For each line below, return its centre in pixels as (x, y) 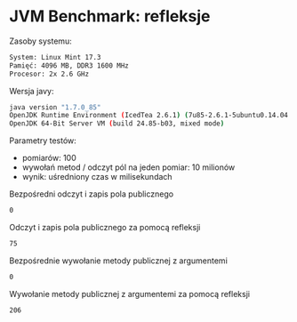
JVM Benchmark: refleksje (110, 16)
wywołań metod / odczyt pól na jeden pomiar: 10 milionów (128, 167)
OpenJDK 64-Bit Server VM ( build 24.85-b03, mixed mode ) (117, 124)
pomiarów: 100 (49, 158)
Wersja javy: (32, 91)
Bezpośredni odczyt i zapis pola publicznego (92, 194)
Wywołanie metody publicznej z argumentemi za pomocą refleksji (130, 294)
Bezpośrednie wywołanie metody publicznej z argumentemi (119, 261)
